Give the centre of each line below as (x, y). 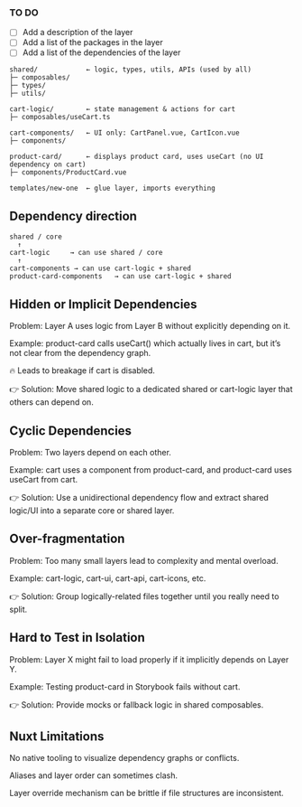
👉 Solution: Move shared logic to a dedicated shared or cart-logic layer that (151, 389)
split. (18, 609)
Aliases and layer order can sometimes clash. (94, 775)
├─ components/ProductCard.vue (68, 173)
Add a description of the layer (78, 33)
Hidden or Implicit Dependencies (103, 304)
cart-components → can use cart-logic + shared (101, 268)
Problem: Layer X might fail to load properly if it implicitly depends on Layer (149, 659)
